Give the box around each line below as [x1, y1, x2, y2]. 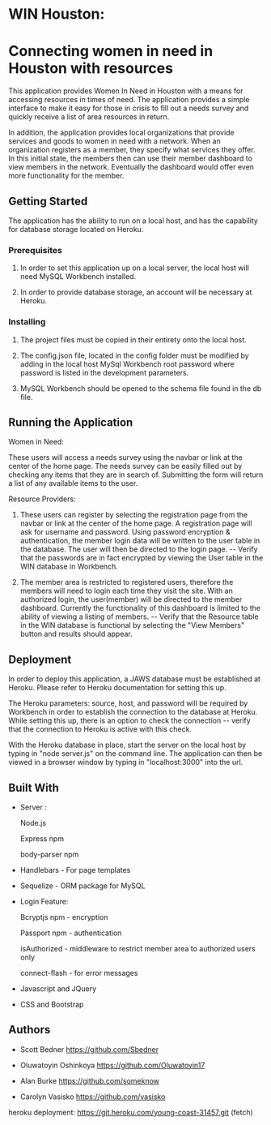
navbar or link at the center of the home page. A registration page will [19, 518, 252, 528]
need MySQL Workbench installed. [19, 272, 137, 281]
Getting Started [8, 194, 88, 208]
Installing [8, 316, 46, 328]
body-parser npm [19, 849, 79, 859]
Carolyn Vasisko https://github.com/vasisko [19, 1092, 166, 1101]
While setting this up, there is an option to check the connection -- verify [8, 715, 251, 726]
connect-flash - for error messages [19, 968, 138, 977]
